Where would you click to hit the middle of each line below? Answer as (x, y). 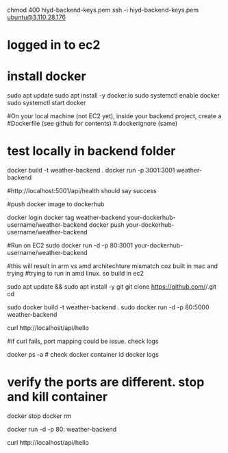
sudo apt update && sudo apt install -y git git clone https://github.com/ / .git (112, 287)
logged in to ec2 (54, 45)
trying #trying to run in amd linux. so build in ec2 (75, 274)
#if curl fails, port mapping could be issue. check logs (83, 341)
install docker (47, 77)
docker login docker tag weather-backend (66, 218)
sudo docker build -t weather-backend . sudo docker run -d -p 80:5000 (109, 307)
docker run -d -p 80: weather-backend (62, 429)
